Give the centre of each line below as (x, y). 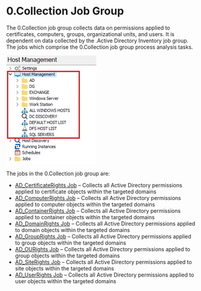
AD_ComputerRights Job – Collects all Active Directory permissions (98, 198)
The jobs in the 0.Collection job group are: (58, 174)
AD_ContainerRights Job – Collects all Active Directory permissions (98, 211)
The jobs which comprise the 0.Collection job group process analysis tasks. (100, 47)
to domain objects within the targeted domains (72, 230)
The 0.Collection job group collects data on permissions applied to (88, 28)
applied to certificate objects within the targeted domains (85, 192)
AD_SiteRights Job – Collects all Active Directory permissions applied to (103, 262)
